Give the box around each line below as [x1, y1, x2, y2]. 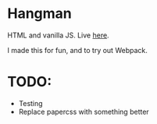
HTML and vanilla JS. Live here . [7, 30, 110, 40]
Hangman [7, 5, 72, 23]
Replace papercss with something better [18, 107, 149, 116]
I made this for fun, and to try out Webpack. [7, 45, 148, 55]
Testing [18, 98, 44, 108]
